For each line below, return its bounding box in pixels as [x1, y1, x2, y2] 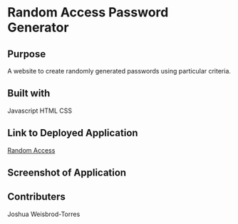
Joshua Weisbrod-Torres [7, 210, 81, 218]
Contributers [7, 190, 66, 203]
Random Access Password [7, 4, 169, 21]
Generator [7, 19, 69, 36]
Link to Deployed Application [7, 127, 138, 139]
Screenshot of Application [7, 167, 127, 179]
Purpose [7, 48, 46, 60]
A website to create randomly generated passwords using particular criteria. [7, 67, 232, 75]
